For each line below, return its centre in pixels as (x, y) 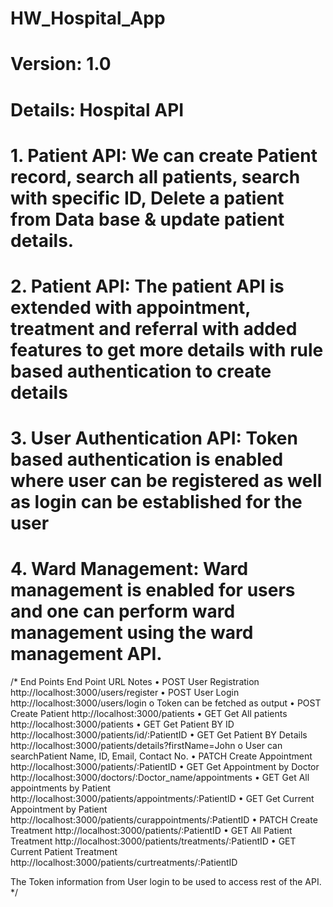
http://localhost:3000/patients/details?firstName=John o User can (146, 746)
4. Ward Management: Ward (129, 569)
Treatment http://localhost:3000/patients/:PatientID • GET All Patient (151, 831)
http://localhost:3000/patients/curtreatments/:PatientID (124, 863)
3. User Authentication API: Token (154, 438)
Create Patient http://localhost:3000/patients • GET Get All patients (149, 714)
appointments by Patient (61, 788)
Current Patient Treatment (64, 852)
